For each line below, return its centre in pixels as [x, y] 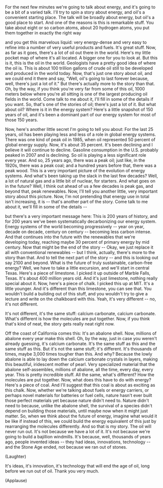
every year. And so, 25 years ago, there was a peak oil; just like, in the [75, 160]
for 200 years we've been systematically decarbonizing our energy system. [81, 221]
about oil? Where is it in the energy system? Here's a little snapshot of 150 [79, 109]
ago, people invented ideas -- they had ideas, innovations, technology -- [78, 442]
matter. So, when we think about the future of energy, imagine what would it [81, 416]
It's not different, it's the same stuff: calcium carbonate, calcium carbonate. [81, 314]
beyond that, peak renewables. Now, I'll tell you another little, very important [81, 191]
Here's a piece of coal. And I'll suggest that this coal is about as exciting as [80, 385]
